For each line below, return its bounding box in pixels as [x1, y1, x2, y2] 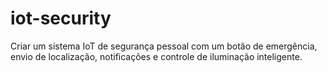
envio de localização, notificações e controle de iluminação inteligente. [10, 50, 303, 62]
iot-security [10, 7, 112, 30]
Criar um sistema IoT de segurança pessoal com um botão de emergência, [10, 40, 318, 52]
